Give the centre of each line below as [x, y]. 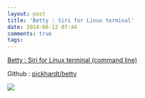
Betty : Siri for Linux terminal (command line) [72, 60]
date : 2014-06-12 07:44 [42, 27]
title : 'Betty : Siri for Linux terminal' [71, 20]
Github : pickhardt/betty [42, 74]
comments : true [30, 33]
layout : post [27, 14]
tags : [15, 40]
